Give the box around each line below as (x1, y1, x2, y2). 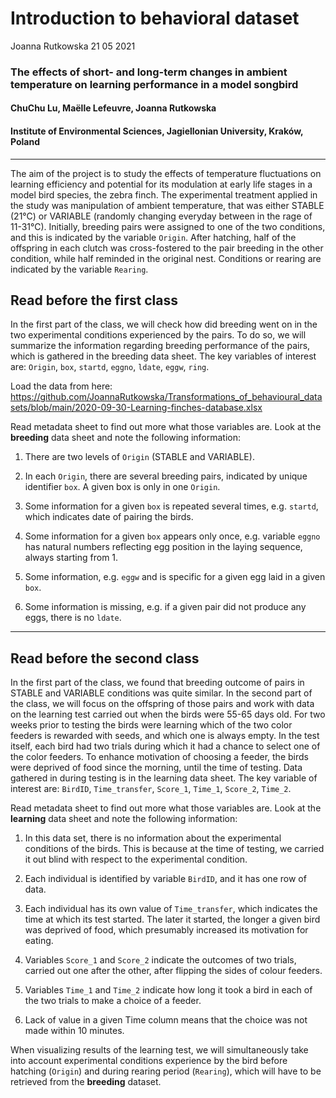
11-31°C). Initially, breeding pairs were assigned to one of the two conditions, (10, 220, 326, 232)
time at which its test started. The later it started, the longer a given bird (24, 913, 321, 926)
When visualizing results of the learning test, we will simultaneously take (10, 1044, 309, 1056)
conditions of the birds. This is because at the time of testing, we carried (24, 843, 325, 855)
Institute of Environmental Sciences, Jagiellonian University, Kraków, (10, 125, 304, 137)
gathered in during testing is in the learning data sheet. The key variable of (10, 772, 318, 784)
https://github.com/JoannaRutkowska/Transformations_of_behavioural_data (10, 391, 323, 403)
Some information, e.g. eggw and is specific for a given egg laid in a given (24, 571, 326, 583)
